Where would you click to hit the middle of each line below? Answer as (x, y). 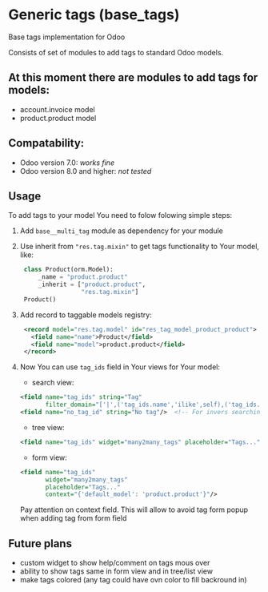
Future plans (40, 544)
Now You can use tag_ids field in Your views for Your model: (120, 367)
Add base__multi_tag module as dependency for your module (122, 231)
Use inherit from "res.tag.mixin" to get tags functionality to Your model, (140, 247)
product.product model (58, 118)
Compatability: (46, 143)
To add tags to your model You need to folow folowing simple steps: (120, 215)
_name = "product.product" (83, 277)
